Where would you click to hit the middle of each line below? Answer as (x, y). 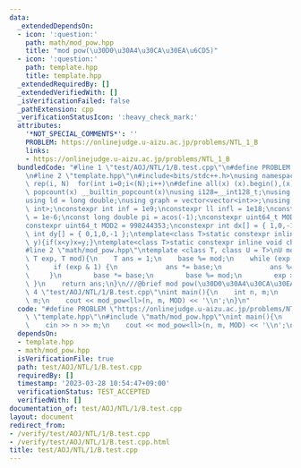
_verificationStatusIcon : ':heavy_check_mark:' (108, 117)
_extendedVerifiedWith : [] (68, 92)
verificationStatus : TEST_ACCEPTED (84, 392)
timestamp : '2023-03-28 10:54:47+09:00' (94, 384)
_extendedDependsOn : (56, 26)
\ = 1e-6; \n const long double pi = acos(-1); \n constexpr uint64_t (152, 217)
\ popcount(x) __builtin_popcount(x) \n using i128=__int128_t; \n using (158, 192)
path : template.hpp (62, 68)
